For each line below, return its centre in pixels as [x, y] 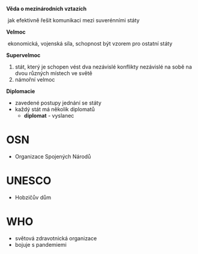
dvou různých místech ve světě [54, 73]
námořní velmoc [35, 80]
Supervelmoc [23, 55]
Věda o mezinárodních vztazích [46, 9]
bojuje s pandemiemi [41, 244]
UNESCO [29, 181]
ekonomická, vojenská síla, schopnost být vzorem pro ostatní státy [90, 44]
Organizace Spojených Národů [53, 156]
